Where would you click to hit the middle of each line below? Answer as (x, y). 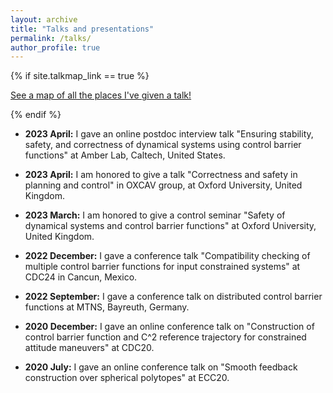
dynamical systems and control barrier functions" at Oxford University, (170, 226)
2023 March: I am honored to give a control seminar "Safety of (155, 215)
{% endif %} (36, 115)
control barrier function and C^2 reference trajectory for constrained (165, 337)
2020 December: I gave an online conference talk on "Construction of (169, 327)
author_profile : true (55, 47)
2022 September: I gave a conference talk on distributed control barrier (173, 297)
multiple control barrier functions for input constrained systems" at (162, 267)
